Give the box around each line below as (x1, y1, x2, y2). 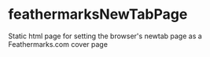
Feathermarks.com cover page (8, 39, 109, 48)
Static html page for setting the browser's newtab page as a (8, 31, 202, 41)
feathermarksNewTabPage (8, 5, 188, 23)
